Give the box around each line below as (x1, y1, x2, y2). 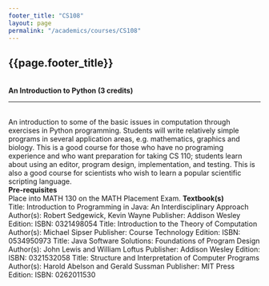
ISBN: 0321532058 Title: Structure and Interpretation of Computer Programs (8, 253, 260, 263)
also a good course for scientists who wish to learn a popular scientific (8, 169, 242, 178)
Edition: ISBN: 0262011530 (8, 270, 96, 280)
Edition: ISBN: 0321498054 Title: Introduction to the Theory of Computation (8, 219, 258, 228)
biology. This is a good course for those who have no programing (8, 143, 224, 153)
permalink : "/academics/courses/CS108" (8, 26, 142, 34)
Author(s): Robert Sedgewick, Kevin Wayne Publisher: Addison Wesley (8, 211, 241, 220)
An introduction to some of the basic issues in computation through (8, 117, 231, 127)
